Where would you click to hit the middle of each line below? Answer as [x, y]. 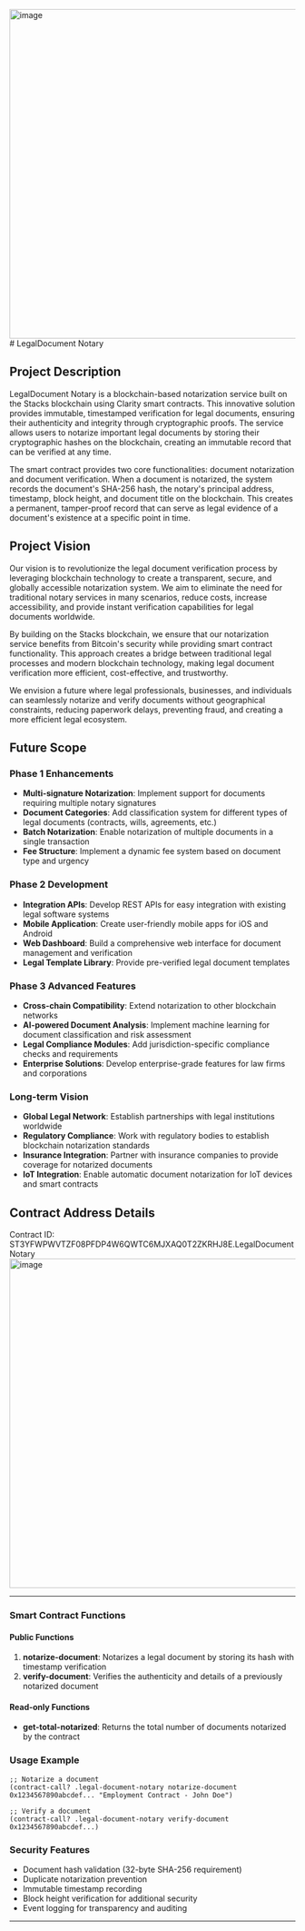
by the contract [51, 1737]
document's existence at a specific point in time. [100, 517]
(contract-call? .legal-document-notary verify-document [119, 1819]
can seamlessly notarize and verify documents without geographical [138, 700]
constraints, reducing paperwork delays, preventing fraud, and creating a [146, 710]
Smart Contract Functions [68, 1615]
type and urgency [55, 861]
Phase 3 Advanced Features [73, 986]
